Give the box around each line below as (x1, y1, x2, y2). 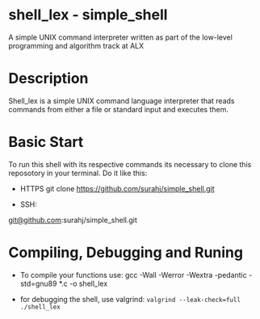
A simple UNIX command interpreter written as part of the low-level (8, 32, 233, 42)
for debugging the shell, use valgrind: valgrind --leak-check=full (19, 294, 241, 304)
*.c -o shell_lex (58, 279, 108, 288)
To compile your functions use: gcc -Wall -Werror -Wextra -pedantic (19, 270, 248, 279)
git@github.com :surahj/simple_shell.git (8, 215, 137, 225)
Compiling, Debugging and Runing (8, 244, 244, 262)
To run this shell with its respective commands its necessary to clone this (8, 159, 252, 169)
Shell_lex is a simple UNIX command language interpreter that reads (8, 95, 235, 106)
